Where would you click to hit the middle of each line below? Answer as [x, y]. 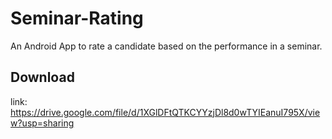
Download [42, 77]
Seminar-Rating [77, 18]
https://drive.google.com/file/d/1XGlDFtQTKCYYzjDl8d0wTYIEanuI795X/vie [165, 112]
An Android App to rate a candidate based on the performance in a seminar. [166, 46]
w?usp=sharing [42, 123]
